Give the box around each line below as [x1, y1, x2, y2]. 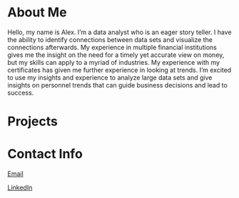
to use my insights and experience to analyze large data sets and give [7, 73, 213, 82]
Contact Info [7, 146, 83, 162]
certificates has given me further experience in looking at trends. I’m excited [7, 66, 232, 74]
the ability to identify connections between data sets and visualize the [7, 35, 213, 43]
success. [7, 88, 34, 97]
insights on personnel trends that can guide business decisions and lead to [7, 80, 228, 89]
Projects [7, 113, 59, 130]
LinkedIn [7, 183, 33, 192]
